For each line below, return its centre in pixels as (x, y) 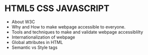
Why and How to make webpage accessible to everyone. (68, 27)
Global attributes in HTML (37, 42)
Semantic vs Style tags (34, 47)
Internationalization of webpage (43, 37)
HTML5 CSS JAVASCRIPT (57, 8)
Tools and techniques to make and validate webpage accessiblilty (77, 32)
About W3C (23, 22)
